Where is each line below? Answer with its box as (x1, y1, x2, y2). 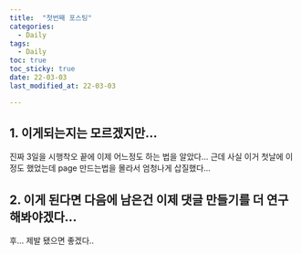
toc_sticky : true (9, 65, 76, 74)
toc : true (9, 56, 47, 65)
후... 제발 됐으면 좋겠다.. (9, 235, 94, 247)
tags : (9, 38, 30, 48)
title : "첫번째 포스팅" (9, 13, 93, 23)
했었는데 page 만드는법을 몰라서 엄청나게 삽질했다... (26, 163, 212, 174)
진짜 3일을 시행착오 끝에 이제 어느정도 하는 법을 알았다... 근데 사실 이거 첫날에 (9, 152, 285, 163)
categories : (9, 22, 55, 31)
